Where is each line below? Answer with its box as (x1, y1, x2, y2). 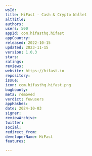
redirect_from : (5, 129, 37, 134)
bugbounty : (5, 87, 28, 92)
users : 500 (5, 26, 28, 31)
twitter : (5, 120, 24, 125)
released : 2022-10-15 (5, 40, 51, 45)
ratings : (5, 59, 24, 64)
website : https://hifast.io (5, 69, 65, 74)
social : (5, 125, 22, 130)
